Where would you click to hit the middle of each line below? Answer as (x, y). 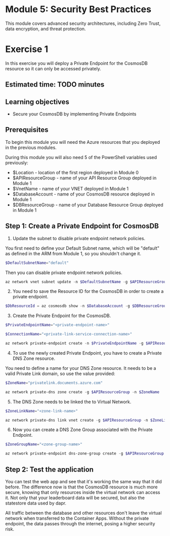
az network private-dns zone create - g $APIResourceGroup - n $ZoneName (82, 392)
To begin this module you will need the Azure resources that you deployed (83, 142)
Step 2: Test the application (49, 469)
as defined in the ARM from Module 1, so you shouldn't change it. (73, 253)
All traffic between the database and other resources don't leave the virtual (83, 513)
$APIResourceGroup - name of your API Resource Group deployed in (84, 178)
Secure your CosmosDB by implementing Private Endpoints (74, 114)
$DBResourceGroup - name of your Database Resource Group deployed (88, 205)
